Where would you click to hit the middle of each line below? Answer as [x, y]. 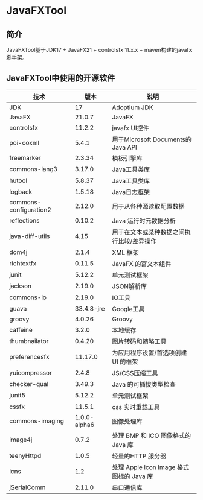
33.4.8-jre [90, 308]
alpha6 [85, 425]
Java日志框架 [131, 192]
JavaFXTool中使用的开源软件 [61, 78]
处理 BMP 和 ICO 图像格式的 [152, 435]
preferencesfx [29, 356]
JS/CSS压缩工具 [135, 373]
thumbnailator [29, 341]
